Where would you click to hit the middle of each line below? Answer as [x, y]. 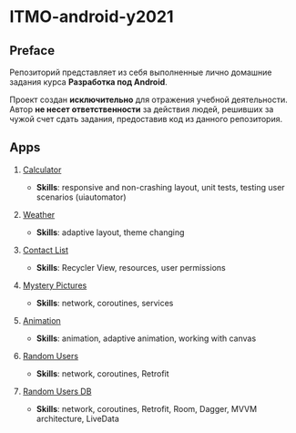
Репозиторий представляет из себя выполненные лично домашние [141, 72]
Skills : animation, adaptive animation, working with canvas [146, 338]
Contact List [45, 250]
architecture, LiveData [78, 418]
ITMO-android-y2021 [92, 17]
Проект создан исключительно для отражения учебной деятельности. [149, 99]
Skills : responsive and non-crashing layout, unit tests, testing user [160, 187]
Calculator [42, 170]
